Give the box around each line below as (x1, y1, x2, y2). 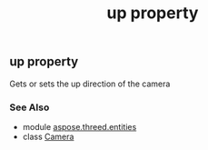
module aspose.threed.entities (22, 121, 137, 132)
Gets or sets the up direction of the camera (9, 78, 171, 89)
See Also (9, 101, 50, 114)
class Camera (22, 131, 74, 142)
